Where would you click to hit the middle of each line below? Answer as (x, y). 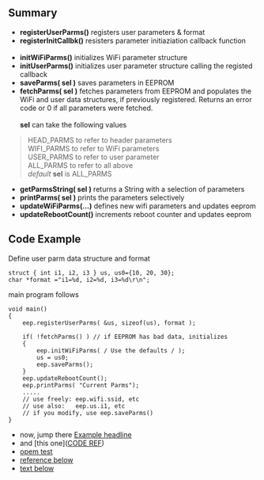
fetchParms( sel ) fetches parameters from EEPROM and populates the (135, 91)
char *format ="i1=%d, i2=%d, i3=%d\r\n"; (79, 280)
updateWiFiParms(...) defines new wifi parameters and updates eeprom (138, 206)
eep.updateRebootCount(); (65, 378)
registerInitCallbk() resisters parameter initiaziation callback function (133, 40)
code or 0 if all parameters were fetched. (86, 108)
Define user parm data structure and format (79, 258)
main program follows (43, 294)
